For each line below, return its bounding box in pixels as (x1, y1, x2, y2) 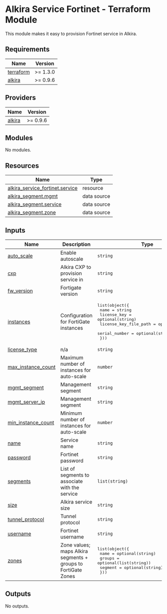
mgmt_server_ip (7, 399, 45, 405)
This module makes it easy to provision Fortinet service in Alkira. (5, 30, 138, 36)
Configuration (60, 312, 93, 319)
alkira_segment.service (7, 201, 62, 208)
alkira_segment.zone (7, 209, 56, 216)
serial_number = (97, 331, 134, 336)
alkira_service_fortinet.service (7, 185, 78, 192)
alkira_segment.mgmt (7, 193, 58, 200)
